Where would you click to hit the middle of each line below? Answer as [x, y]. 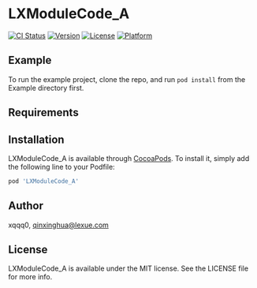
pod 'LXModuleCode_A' [44, 181]
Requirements [43, 112]
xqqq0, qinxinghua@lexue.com [58, 225]
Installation [36, 139]
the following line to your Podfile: [62, 166]
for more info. [30, 277]
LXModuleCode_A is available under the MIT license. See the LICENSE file [128, 268]
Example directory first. [46, 88]
